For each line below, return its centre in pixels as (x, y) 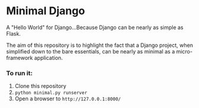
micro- (184, 51)
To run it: (19, 73)
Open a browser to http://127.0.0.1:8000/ (68, 99)
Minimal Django (46, 11)
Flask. (13, 33)
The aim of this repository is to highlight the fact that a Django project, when (100, 45)
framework (20, 58)
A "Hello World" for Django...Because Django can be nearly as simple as (95, 27)
